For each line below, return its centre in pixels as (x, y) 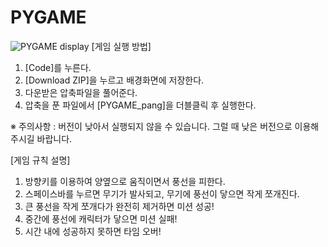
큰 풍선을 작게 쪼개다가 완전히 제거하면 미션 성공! (119, 206)
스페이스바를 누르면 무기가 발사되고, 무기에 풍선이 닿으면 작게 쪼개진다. (162, 193)
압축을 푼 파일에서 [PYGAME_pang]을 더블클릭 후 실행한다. (140, 105)
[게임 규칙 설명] (40, 160)
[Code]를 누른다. (58, 67)
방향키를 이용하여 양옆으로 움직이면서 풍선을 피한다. (125, 181)
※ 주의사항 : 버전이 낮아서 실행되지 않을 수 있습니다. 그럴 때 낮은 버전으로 (151, 126)
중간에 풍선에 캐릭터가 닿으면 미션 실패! (101, 218)
